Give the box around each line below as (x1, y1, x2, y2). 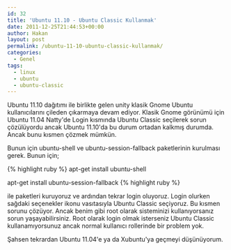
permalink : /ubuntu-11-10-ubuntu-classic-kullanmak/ (7, 43, 164, 50)
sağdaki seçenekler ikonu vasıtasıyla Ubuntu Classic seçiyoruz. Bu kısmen (7, 200, 221, 208)
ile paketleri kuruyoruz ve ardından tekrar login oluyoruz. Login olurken (7, 192, 210, 200)
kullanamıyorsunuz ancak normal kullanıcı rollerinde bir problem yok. (7, 221, 204, 230)
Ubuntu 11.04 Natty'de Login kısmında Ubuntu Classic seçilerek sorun (7, 116, 207, 124)
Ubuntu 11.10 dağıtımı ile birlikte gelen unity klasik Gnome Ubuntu (7, 101, 193, 109)
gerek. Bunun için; (7, 152, 60, 160)
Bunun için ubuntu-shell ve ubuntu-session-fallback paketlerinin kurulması (7, 144, 221, 152)
